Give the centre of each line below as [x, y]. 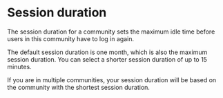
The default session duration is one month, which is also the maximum [107, 52]
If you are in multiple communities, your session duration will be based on [112, 79]
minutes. [20, 66]
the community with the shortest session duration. [79, 87]
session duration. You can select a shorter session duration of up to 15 [107, 59]
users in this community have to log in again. [71, 38]
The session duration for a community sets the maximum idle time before [111, 32]
